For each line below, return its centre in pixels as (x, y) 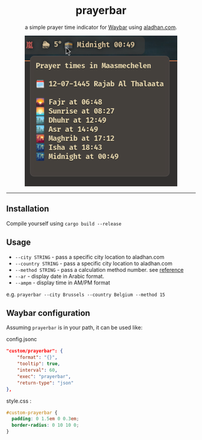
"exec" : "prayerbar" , (44, 376)
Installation (28, 209)
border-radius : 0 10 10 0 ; (45, 426)
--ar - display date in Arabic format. (60, 276)
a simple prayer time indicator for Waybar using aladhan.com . (101, 27)
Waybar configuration (48, 313)
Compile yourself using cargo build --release (64, 223)
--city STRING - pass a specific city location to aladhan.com (90, 257)
